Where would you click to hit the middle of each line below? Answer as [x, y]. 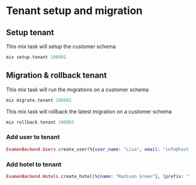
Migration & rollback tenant [56, 75]
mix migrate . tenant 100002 [39, 100]
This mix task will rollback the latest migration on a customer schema [89, 111]
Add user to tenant [33, 137]
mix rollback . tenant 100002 [40, 122]
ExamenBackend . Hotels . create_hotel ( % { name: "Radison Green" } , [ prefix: [95, 176]
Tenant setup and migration [74, 11]
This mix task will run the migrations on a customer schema [77, 90]
